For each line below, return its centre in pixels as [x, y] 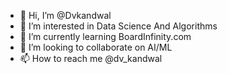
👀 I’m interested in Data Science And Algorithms [118, 26]
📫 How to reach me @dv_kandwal [91, 58]
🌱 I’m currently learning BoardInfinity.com [105, 36]
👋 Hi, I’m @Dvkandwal [65, 15]
